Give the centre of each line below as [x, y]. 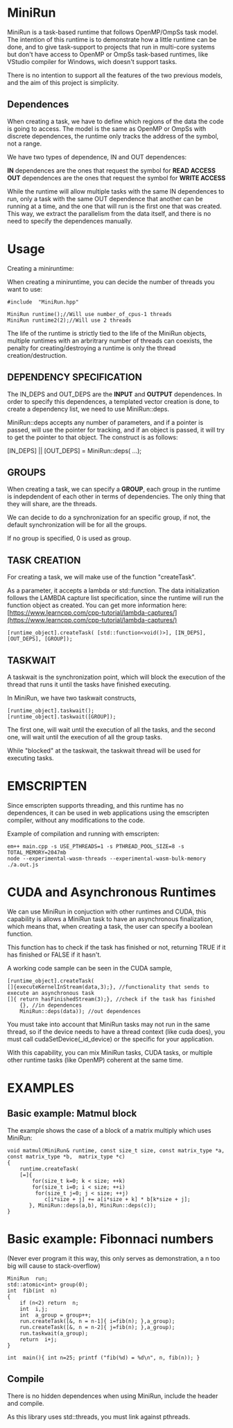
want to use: [25, 289]
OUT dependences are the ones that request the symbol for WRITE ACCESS [116, 178]
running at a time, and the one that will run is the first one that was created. [114, 206]
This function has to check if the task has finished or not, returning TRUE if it [116, 947]
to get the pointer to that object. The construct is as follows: [93, 437]
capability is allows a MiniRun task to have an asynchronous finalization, [110, 919]
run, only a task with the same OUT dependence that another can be [105, 198]
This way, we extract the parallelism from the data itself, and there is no [109, 213]
